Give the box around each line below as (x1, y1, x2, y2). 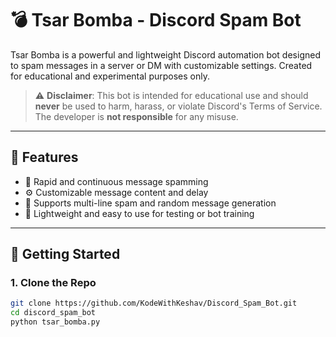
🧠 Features (10, 149, 79, 166)
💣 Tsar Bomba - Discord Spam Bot (10, 9, 302, 32)
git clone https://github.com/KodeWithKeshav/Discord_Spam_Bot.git (10, 298, 298, 309)
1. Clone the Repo (10, 276, 97, 290)
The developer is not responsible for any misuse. (34, 110, 239, 122)
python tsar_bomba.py (10, 317, 101, 327)
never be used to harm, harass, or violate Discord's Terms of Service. (34, 100, 323, 112)
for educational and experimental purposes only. (10, 70, 211, 82)
